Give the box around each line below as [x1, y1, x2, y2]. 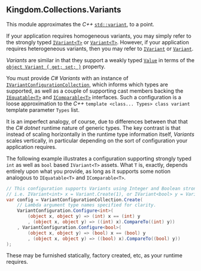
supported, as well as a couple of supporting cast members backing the [6, 87, 184, 95]
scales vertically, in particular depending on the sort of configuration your [6, 137, 188, 144]
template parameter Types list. [6, 106, 80, 113]
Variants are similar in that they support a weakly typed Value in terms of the [6, 56, 195, 63]
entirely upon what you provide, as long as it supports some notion [6, 168, 171, 175]
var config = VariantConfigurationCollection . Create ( [6, 197, 144, 203]
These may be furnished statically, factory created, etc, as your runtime [6, 252, 183, 259]
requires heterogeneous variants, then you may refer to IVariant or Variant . [6, 45, 194, 52]
